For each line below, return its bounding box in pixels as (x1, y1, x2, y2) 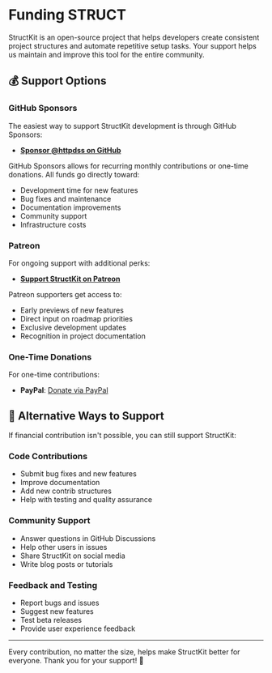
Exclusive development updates (19, 322, 127, 332)
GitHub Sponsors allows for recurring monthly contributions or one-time (8, 160, 249, 171)
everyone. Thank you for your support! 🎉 (8, 655, 144, 665)
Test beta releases (19, 615, 83, 624)
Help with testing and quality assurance (19, 495, 152, 505)
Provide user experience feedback (19, 624, 136, 633)
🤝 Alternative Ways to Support (8, 409, 164, 423)
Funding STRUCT (8, 6, 127, 24)
